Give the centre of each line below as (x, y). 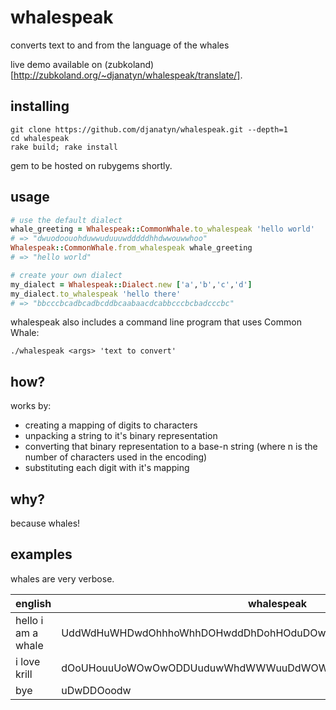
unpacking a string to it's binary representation (121, 436)
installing (40, 106)
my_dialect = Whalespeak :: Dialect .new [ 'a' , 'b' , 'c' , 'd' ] (131, 284)
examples (41, 554)
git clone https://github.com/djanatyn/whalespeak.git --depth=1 (149, 129)
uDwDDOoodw (96, 690)
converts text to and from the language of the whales (120, 45)
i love (28, 661)
